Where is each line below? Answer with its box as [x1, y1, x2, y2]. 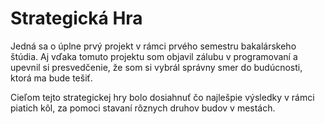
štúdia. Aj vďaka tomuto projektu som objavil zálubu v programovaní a [10, 50, 298, 62]
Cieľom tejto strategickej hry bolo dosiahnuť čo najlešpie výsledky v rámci [10, 91, 315, 103]
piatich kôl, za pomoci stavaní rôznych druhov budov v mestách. [10, 102, 276, 114]
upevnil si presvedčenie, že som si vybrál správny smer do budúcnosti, [10, 61, 303, 73]
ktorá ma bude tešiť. [10, 72, 93, 84]
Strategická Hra [10, 7, 143, 30]
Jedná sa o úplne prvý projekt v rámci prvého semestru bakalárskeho [10, 40, 297, 52]
